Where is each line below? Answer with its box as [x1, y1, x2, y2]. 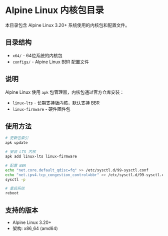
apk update [5, 140, 28, 145]
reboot [5, 191, 19, 196]
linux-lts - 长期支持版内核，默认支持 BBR [12, 100, 100, 106]
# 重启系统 [5, 186, 25, 191]
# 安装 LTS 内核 [5, 149, 36, 154]
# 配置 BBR [5, 163, 26, 168]
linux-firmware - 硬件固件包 [12, 106, 71, 112]
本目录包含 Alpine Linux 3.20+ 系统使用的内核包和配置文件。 [5, 22, 130, 28]
